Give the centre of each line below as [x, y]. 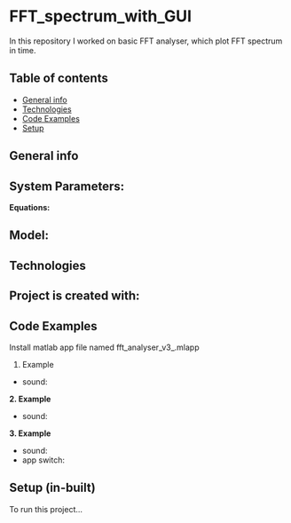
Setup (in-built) [52, 488]
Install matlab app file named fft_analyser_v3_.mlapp [104, 347]
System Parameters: [67, 186]
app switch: [43, 460]
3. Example [30, 433]
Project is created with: [75, 296]
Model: [29, 236]
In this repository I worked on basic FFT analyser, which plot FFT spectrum [146, 41]
